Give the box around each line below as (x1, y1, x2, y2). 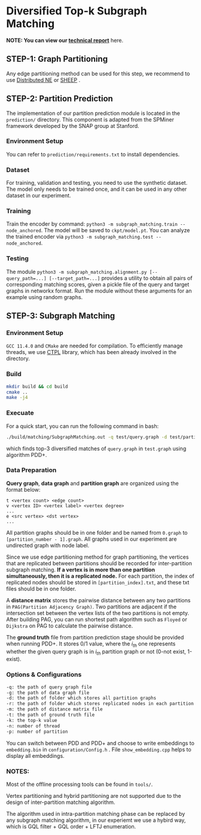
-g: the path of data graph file (6, 690, 90, 696)
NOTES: (6, 767, 30, 775)
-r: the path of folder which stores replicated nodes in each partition (6, 701, 194, 707)
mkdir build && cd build (6, 383, 68, 389)
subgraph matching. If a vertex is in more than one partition (6, 566, 156, 573)
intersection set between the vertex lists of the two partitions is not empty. (6, 609, 190, 617)
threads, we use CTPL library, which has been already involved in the (6, 349, 176, 356)
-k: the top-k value (6, 717, 58, 723)
